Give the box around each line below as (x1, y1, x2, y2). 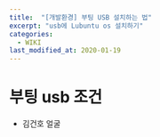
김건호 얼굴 (21, 118, 61, 129)
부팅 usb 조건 (9, 87, 103, 108)
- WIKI (17, 37, 42, 47)
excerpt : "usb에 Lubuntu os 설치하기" (9, 21, 144, 30)
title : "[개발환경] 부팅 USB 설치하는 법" (9, 12, 153, 22)
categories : (9, 29, 53, 38)
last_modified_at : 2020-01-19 (9, 46, 122, 55)
